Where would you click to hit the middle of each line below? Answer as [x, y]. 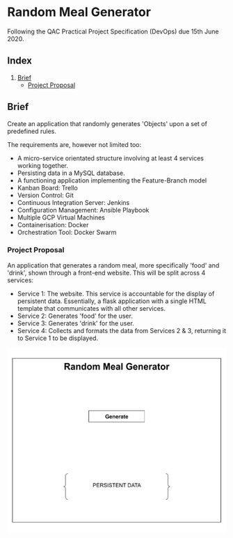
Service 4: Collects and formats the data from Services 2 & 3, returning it [122, 330]
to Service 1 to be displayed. [58, 338]
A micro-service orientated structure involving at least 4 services [110, 158]
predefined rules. [32, 131]
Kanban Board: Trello [47, 187]
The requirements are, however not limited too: [74, 144]
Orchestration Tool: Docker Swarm [67, 232]
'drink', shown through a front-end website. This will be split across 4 [106, 272]
